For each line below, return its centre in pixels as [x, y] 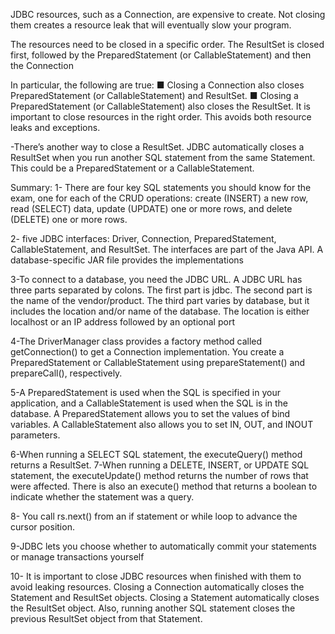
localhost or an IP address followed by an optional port [122, 322]
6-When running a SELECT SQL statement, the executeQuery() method [156, 454]
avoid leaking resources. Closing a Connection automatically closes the [157, 587]
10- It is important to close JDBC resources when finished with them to [156, 576]
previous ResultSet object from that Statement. [106, 618]
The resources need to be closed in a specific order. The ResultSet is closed [167, 44]
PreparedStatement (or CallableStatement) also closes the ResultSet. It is [160, 106]
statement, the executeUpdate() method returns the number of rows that [159, 475]
